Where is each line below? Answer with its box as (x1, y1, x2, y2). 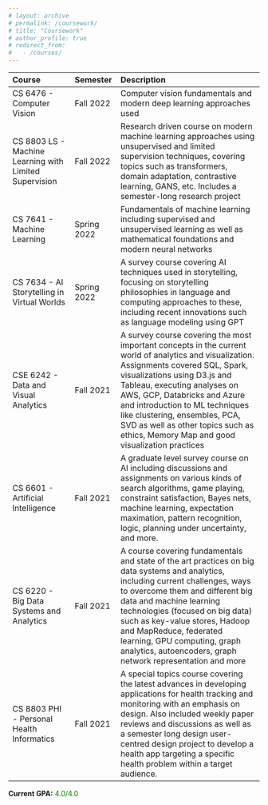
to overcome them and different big (120, 585, 253, 596)
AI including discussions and (120, 463, 228, 473)
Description (120, 74, 166, 85)
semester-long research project (120, 191, 241, 201)
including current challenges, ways (120, 576, 251, 586)
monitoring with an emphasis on (120, 699, 241, 709)
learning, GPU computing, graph (120, 636, 242, 646)
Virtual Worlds (12, 297, 65, 308)
